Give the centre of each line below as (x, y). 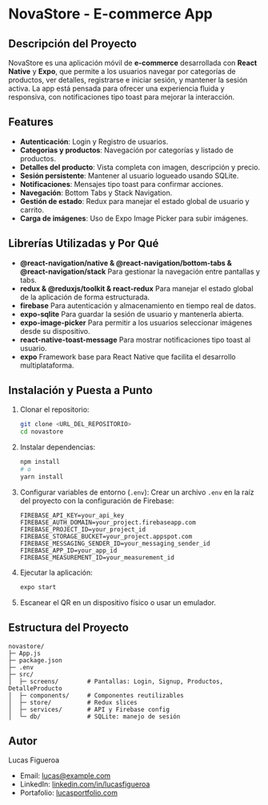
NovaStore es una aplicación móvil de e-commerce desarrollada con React (133, 63)
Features (31, 122)
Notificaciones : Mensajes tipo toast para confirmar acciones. (122, 184)
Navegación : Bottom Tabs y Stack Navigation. (96, 193)
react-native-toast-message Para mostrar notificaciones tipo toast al (135, 339)
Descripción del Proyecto (73, 44)
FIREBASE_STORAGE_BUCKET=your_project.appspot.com (106, 536)
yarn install (42, 477)
